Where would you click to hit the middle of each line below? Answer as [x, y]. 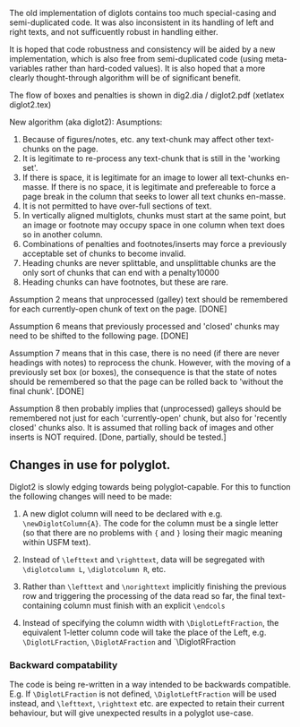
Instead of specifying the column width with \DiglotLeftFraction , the [150, 622]
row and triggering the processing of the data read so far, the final [144, 595]
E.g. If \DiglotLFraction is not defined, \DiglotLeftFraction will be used [143, 694]
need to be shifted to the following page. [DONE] [99, 336]
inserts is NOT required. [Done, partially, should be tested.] [118, 437]
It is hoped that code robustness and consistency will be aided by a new [142, 49]
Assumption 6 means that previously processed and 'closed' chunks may [145, 326]
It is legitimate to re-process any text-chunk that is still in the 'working [151, 158]
